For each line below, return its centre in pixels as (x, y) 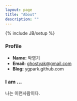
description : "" (22, 19)
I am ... (14, 81)
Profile (13, 46)
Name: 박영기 (26, 57)
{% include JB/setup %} (30, 33)
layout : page (19, 10)
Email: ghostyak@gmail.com (42, 63)
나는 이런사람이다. (23, 93)
